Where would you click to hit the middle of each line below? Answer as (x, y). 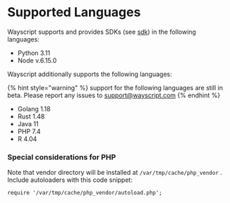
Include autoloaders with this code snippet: (70, 180)
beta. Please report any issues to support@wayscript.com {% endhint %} (114, 95)
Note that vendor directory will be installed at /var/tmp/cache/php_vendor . (115, 173)
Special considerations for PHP (62, 157)
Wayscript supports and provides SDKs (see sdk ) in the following (102, 32)
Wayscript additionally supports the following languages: (90, 74)
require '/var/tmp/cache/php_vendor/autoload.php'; (85, 193)
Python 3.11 (34, 53)
